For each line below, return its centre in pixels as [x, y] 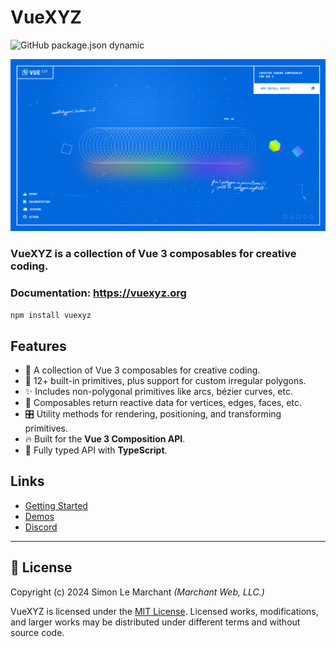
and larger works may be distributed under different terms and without [155, 622]
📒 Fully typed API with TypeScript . [96, 450]
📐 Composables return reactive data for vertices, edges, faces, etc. [163, 403]
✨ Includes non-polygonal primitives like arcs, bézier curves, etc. [158, 392]
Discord [41, 527]
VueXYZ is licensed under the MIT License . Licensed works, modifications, [164, 611]
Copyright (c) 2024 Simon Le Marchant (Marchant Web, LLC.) [137, 592]
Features [38, 346]
